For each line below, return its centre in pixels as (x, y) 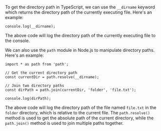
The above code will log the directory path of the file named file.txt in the (81, 108)
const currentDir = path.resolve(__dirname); (52, 77)
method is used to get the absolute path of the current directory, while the (79, 118)
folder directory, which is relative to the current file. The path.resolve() (78, 113)
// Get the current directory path (41, 73)
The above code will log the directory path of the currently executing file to (80, 35)
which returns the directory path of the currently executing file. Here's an (79, 12)
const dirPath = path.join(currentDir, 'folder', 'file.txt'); (71, 90)
